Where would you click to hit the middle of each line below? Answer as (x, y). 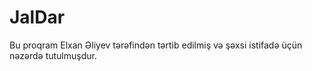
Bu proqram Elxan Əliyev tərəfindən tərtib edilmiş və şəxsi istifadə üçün (156, 45)
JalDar (37, 17)
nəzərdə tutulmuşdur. (53, 55)
